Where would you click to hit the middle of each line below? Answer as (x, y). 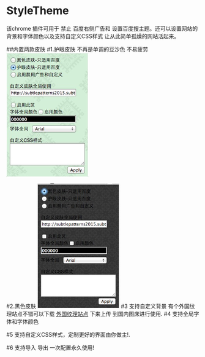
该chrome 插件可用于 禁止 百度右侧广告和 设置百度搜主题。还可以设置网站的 (102, 28)
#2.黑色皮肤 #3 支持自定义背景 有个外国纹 (101, 306)
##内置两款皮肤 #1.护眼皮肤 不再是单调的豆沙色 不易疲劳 (77, 49)
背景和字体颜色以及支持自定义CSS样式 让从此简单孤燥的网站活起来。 (93, 36)
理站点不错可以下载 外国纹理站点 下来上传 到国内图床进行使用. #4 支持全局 (100, 313)
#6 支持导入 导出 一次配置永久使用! (50, 347)
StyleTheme (38, 11)
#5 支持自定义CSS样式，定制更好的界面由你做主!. (68, 334)
